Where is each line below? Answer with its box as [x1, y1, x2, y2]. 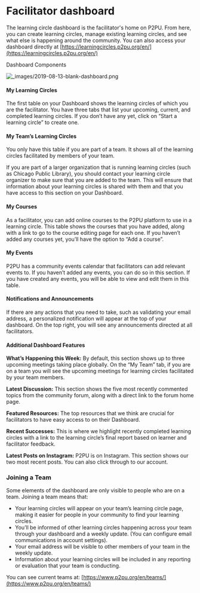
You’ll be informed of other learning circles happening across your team [14, 524, 192, 531]
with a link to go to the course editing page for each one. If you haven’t [6, 229, 180, 236]
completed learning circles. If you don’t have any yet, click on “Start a [6, 113, 177, 120]
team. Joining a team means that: [6, 493, 88, 501]
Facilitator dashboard [6, 4, 115, 18]
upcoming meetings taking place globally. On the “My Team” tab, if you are [6, 361, 191, 368]
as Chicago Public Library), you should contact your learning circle [6, 170, 171, 177]
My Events [6, 249, 33, 256]
